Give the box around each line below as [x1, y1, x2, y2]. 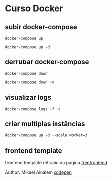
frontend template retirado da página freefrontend [5, 160, 108, 166]
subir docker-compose [5, 23, 78, 31]
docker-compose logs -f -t [5, 106, 61, 112]
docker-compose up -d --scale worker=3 [5, 133, 88, 138]
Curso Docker [5, 3, 63, 14]
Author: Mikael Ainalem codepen [5, 169, 72, 175]
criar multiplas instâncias [5, 120, 85, 128]
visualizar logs [5, 93, 52, 102]
